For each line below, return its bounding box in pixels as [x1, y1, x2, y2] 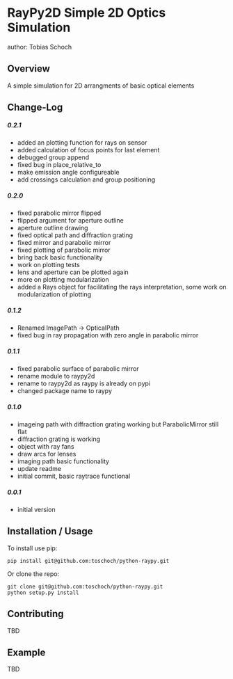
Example [7, 646, 46, 658]
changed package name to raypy [17, 387, 113, 395]
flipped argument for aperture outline [17, 216, 124, 225]
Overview [7, 63, 51, 74]
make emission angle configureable [17, 168, 120, 177]
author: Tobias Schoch [7, 42, 72, 51]
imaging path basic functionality [17, 457, 110, 465]
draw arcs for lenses [17, 449, 77, 458]
